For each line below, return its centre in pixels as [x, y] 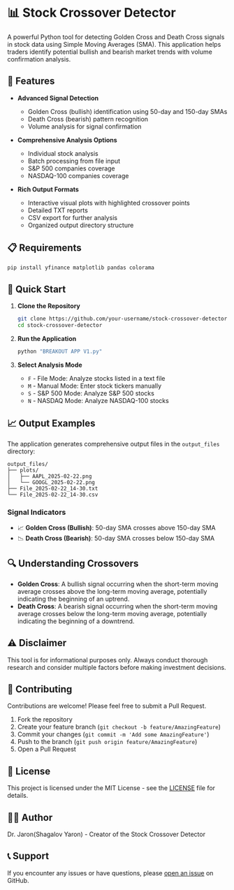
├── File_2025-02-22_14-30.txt [53, 488]
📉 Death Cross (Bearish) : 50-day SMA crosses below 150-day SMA [116, 538]
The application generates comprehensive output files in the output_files [114, 444]
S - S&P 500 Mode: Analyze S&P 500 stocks [91, 393]
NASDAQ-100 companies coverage [78, 175]
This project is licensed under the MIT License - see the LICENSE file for [111, 788]
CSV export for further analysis [72, 217]
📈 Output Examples [51, 424]
